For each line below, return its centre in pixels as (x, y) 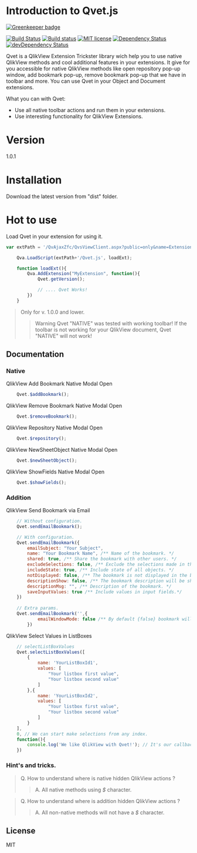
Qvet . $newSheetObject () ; (47, 461)
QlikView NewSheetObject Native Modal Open (62, 450)
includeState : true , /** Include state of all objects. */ (101, 570)
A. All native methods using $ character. (83, 790)
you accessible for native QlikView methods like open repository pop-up (93, 68)
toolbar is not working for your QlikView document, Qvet (103, 330)
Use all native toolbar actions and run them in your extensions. (90, 110)
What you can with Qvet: (36, 99)
